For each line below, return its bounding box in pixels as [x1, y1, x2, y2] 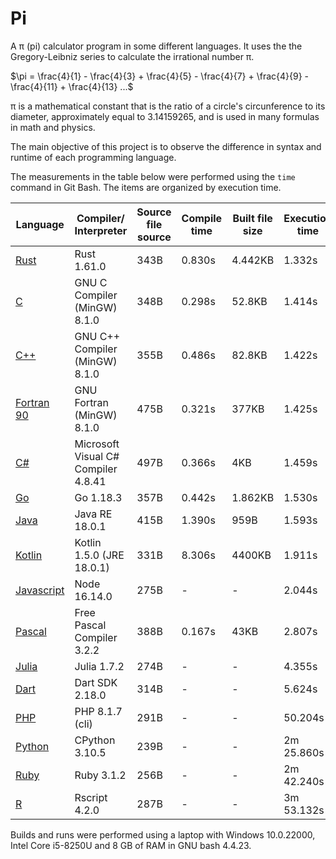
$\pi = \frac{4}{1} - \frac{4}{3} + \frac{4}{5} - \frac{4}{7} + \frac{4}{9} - [10, 70, 310, 82]
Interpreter [74, 223, 128, 237]
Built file [232, 211, 273, 225]
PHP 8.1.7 [74, 704, 123, 718]
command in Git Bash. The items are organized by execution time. [10, 181, 282, 193]
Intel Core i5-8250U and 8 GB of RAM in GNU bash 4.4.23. [10, 839, 252, 851]
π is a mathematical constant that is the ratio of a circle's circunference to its [10, 100, 326, 112]
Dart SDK [74, 675, 118, 689]
